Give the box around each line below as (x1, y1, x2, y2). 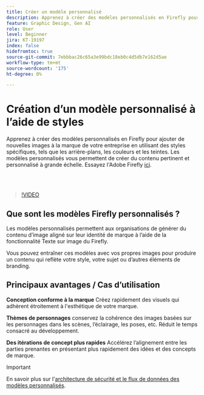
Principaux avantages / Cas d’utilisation (6, 280, 160, 290)
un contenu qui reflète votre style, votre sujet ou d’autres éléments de (6, 256, 180, 263)
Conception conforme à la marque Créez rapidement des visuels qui (6, 295, 180, 303)
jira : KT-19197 (6, 37, 45, 43)
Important (6, 363, 31, 371)
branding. (6, 262, 30, 269)
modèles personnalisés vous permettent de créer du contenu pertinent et (6, 155, 190, 162)
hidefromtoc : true (6, 49, 53, 55)
